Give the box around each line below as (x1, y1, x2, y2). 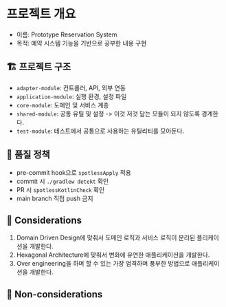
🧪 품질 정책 (6, 149, 51, 160)
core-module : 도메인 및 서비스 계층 (16, 100, 109, 109)
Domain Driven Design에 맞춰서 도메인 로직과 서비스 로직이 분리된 (16, 233, 196, 242)
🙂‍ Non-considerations (6, 288, 103, 300)
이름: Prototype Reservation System (16, 30, 117, 39)
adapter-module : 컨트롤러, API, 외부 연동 (16, 83, 126, 92)
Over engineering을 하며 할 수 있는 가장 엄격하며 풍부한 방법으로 (16, 260, 190, 268)
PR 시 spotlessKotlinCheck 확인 (16, 185, 105, 193)
